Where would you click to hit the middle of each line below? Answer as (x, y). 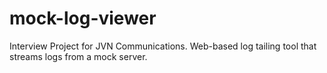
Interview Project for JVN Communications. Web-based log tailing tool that (163, 46)
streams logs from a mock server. (78, 56)
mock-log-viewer (83, 18)
